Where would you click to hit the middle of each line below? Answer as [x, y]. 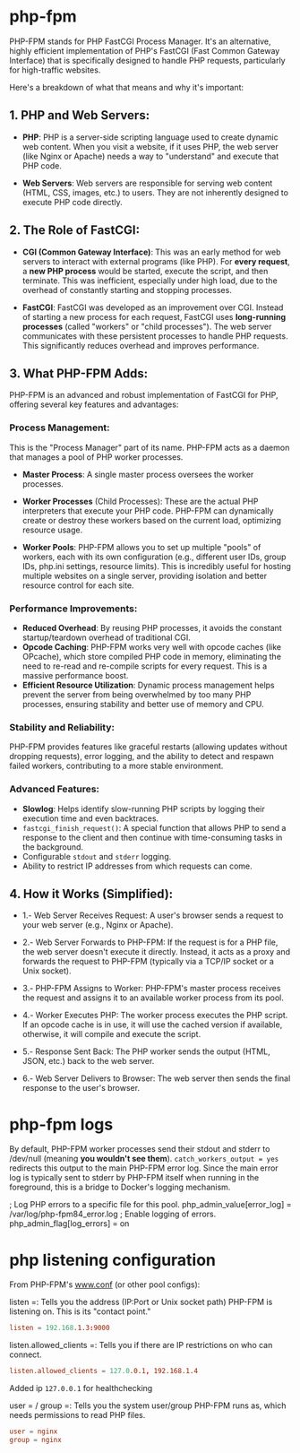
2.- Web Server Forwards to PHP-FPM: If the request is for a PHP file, [150, 942]
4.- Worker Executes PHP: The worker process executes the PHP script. [155, 1016]
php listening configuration [113, 1260]
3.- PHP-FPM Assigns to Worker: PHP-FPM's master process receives [151, 989]
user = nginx [34, 1431]
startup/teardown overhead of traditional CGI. [106, 637]
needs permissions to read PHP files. [77, 1415]
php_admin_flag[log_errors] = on [69, 1224]
